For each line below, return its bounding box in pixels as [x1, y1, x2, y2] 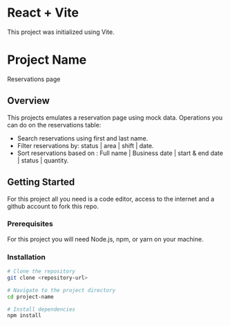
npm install [7, 312, 41, 319]
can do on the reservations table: [7, 120, 102, 129]
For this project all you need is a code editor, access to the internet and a [7, 194, 215, 203]
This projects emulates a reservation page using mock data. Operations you [7, 113, 223, 122]
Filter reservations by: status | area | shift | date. [17, 141, 154, 150]
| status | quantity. [17, 156, 69, 164]
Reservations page [7, 75, 61, 83]
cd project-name [7, 293, 54, 300]
